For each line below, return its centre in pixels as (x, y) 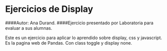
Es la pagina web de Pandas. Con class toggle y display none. (69, 43)
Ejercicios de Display (49, 9)
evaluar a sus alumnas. (29, 28)
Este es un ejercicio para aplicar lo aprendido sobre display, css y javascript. (84, 38)
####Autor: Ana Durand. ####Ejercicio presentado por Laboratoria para (79, 23)
